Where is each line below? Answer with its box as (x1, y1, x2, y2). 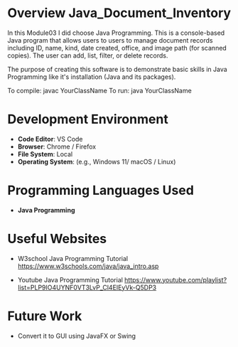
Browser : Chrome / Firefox (17, 142, 97, 151)
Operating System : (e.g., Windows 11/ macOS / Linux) (17, 157, 176, 166)
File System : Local (17, 149, 73, 158)
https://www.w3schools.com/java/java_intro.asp (17, 262, 159, 270)
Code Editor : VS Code (17, 134, 83, 143)
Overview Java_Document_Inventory (7, 5, 232, 21)
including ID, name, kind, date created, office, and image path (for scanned (7, 43, 227, 52)
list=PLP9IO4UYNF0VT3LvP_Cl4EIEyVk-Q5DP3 (17, 283, 157, 292)
